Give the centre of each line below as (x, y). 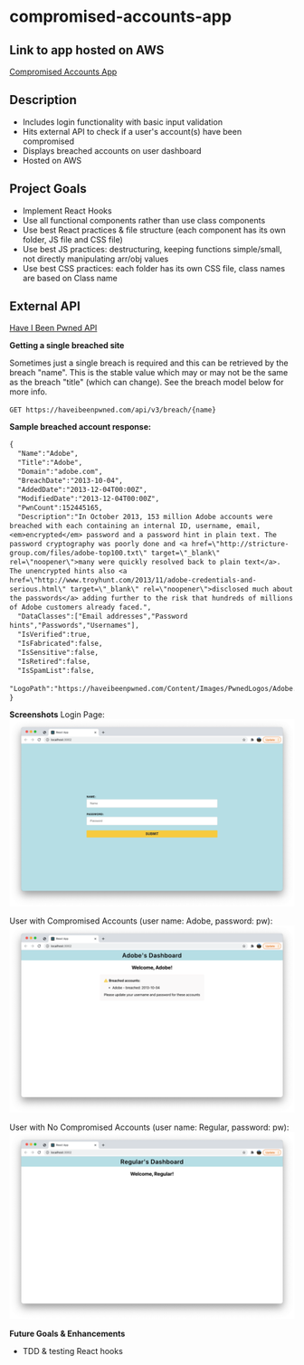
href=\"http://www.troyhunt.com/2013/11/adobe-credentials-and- (133, 581)
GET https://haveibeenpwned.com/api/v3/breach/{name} (113, 410)
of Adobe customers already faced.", (81, 608)
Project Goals (48, 189)
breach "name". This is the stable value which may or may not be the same (149, 373)
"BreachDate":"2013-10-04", (71, 481)
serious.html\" (38, 590)
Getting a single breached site (67, 346)
